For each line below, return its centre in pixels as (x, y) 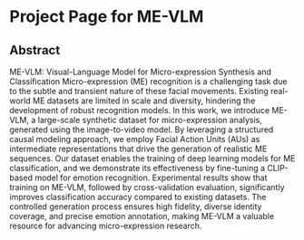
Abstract (35, 50)
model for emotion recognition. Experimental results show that (151, 178)
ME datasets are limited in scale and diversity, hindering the (144, 101)
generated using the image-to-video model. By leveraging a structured (142, 130)
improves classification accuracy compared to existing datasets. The (138, 197)
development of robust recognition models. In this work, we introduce (140, 110)
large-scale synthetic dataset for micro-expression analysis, (150, 120)
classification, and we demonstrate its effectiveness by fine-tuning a (137, 168)
